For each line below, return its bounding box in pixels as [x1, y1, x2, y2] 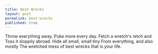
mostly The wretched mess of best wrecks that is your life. [5, 43, 122, 49]
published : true [5, 20, 38, 25]
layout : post [5, 11, 31, 16]
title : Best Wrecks [5, 7, 44, 12]
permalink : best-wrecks [5, 16, 53, 21]
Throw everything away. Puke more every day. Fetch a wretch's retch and [5, 33, 152, 39]
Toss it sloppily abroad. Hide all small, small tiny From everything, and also [5, 39, 153, 44]
